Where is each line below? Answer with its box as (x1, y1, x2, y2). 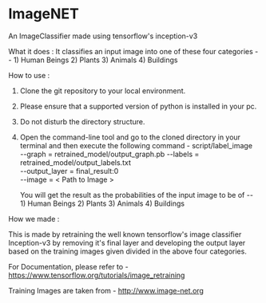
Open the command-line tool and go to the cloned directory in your (19, 132, 241, 142)
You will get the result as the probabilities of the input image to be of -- (19, 190, 254, 199)
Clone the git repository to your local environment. (19, 85, 186, 96)
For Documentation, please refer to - (8, 262, 129, 271)
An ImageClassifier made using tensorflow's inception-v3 (8, 31, 198, 41)
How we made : (8, 214, 60, 223)
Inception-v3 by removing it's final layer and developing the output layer (8, 238, 246, 247)
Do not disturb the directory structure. (19, 116, 145, 126)
